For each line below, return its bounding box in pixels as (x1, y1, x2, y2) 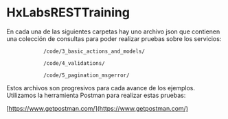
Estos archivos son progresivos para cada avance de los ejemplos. (6, 83, 195, 92)
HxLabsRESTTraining (6, 5, 130, 21)
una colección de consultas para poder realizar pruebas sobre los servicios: (6, 34, 222, 42)
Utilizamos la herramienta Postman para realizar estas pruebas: (6, 91, 186, 99)
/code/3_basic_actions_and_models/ (43, 48, 146, 55)
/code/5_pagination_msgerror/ (43, 72, 130, 79)
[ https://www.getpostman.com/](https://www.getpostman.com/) (6, 104, 189, 112)
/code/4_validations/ (43, 59, 106, 66)
